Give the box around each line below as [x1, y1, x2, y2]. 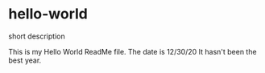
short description [8, 31, 66, 41]
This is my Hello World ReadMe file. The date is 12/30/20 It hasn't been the [8, 47, 257, 56]
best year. [8, 55, 42, 65]
